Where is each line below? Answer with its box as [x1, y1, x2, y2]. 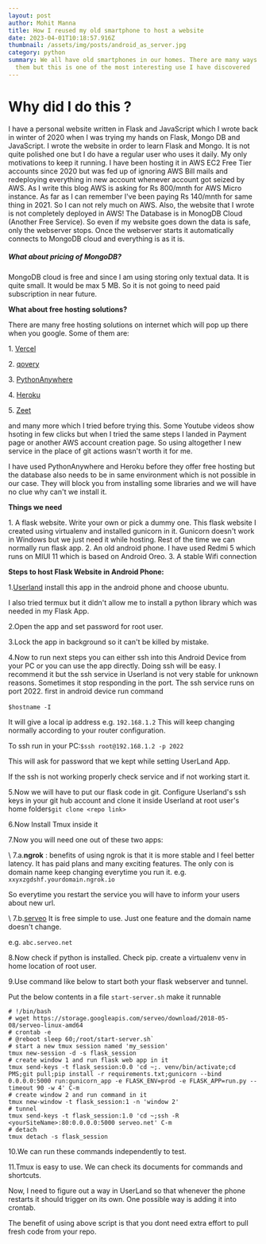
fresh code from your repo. [8, 1227, 97, 1236]
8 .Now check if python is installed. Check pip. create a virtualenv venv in [8, 952, 247, 962]
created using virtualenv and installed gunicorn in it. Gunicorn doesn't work [8, 526, 255, 535]
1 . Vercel [8, 344, 37, 353]
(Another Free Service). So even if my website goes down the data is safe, [8, 216, 252, 227]
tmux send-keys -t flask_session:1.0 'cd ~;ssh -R [8, 1111, 179, 1120]
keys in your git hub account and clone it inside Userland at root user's [8, 795, 240, 805]
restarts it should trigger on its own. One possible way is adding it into [8, 1194, 237, 1203]
